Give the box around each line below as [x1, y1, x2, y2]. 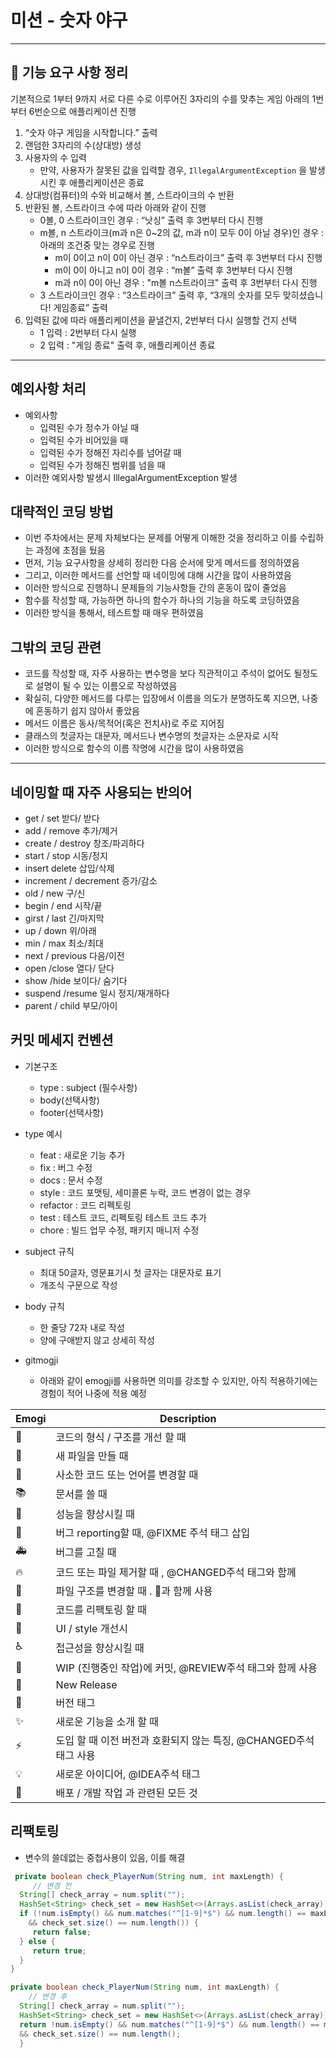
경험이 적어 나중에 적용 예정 [39, 1387, 147, 1399]
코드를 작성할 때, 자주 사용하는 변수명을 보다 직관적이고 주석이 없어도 [24, 667, 292, 680]
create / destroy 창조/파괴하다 [24, 837, 145, 849]
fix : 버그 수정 [39, 1161, 93, 1173]
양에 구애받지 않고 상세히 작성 [39, 1334, 155, 1346]
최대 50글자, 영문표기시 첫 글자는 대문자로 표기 [39, 1266, 222, 1278]
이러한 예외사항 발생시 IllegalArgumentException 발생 [24, 471, 238, 483]
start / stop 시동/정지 [24, 850, 108, 861]
